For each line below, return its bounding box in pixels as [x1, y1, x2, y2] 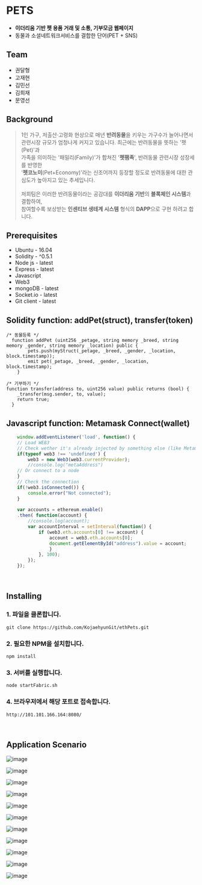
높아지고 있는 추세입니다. [37, 176, 95, 184]
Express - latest [14, 265, 54, 273]
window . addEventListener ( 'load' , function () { [17, 434, 136, 440]
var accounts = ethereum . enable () [17, 507, 103, 513]
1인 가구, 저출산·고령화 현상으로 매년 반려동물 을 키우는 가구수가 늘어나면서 [20, 131, 194, 138]
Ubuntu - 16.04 [14, 246, 52, 253]
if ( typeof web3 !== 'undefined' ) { [17, 451, 106, 457]
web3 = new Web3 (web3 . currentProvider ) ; [28, 456, 130, 462]
